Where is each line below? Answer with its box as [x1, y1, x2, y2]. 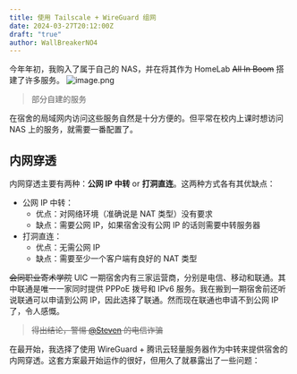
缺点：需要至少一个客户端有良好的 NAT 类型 [35, 253, 198, 264]
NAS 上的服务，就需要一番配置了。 [9, 124, 139, 135]
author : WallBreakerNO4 [9, 38, 98, 47]
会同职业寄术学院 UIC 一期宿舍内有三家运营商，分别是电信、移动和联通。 [9, 272, 279, 283]
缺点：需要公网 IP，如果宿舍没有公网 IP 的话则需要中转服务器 [35, 220, 261, 231]
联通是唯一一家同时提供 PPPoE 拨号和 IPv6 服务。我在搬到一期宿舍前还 [16, 284, 279, 294]
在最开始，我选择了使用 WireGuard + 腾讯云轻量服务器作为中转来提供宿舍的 [9, 344, 288, 354]
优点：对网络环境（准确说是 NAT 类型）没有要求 [35, 208, 213, 219]
